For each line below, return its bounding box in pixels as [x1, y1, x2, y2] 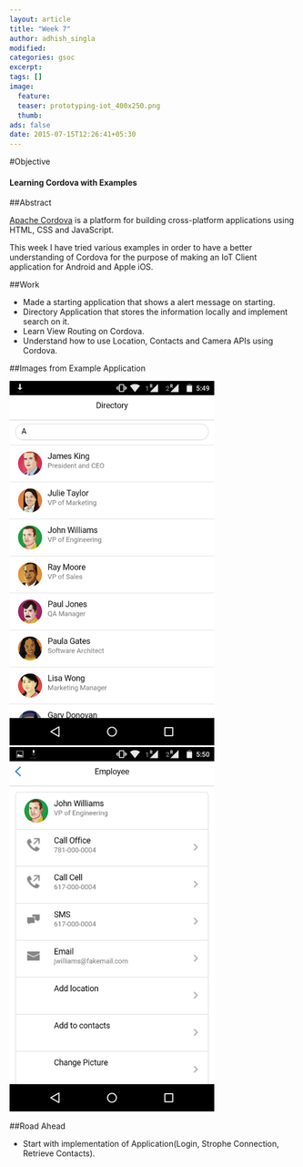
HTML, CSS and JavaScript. [9, 224, 115, 236]
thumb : [17, 110, 43, 120]
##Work [9, 279, 40, 291]
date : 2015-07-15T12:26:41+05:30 [9, 130, 136, 139]
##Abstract [9, 197, 52, 209]
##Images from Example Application [9, 363, 146, 374]
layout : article [9, 15, 71, 24]
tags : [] [9, 73, 43, 82]
